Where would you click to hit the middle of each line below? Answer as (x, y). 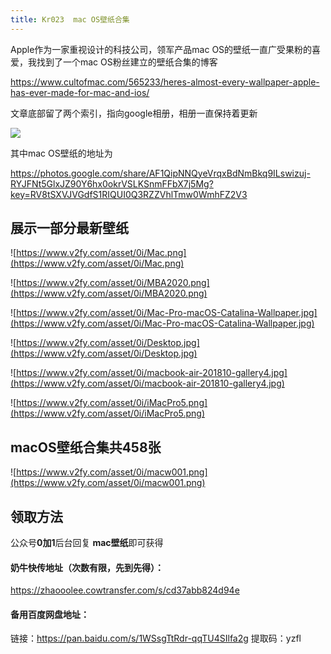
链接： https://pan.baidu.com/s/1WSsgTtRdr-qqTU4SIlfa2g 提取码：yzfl (156, 638)
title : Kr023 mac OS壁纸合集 (70, 19)
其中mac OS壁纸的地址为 (61, 153)
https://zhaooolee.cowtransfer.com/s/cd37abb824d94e (125, 590)
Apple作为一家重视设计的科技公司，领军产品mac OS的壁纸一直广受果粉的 (161, 49)
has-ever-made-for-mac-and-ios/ (80, 92)
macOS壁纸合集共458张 (86, 447)
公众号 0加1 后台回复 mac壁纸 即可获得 (87, 543)
